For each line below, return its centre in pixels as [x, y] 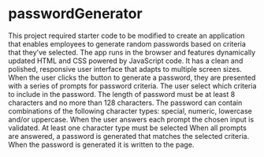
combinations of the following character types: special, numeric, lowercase [130, 110]
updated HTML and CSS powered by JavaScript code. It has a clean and [126, 61]
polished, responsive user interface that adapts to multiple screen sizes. [125, 69]
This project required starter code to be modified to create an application [126, 36]
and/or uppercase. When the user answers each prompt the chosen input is [131, 119]
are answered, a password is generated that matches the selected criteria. [129, 136]
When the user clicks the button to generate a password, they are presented [132, 77]
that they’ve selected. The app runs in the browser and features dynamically [132, 52]
